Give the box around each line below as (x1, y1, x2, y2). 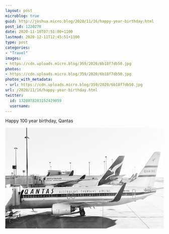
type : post (5, 40, 28, 45)
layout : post (5, 8, 33, 13)
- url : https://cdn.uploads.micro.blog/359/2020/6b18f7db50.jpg (5, 82, 143, 87)
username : (10, 103, 30, 108)
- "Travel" (5, 50, 28, 55)
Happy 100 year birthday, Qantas (5, 118, 73, 124)
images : (5, 56, 22, 61)
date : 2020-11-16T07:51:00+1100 (5, 29, 73, 35)
